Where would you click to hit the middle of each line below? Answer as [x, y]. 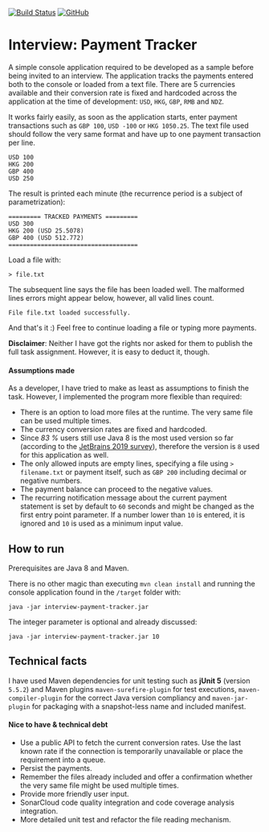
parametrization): [37, 202]
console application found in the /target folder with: [95, 592]
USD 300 [21, 224]
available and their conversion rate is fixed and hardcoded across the [123, 93]
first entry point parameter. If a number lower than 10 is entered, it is [132, 515]
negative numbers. [51, 481]
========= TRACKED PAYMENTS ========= [73, 216]
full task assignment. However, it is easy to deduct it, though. [109, 352]
